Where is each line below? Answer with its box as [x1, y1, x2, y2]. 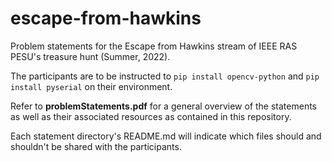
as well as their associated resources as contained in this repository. [10, 110, 292, 122]
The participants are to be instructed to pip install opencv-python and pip [10, 70, 320, 82]
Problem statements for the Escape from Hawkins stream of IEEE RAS [10, 40, 298, 52]
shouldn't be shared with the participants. [10, 140, 182, 152]
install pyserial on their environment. [10, 80, 173, 92]
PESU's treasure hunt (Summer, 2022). [10, 50, 171, 62]
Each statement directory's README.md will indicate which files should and [10, 130, 322, 142]
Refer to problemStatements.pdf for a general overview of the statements [10, 100, 318, 112]
